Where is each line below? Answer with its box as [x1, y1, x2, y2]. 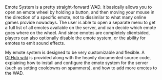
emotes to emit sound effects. [5, 40, 65, 46]
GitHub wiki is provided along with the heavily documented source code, [5, 55, 151, 60]
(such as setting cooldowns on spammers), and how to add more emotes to [5, 65, 157, 71]
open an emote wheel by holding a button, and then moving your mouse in [5, 9, 155, 15]
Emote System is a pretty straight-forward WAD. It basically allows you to [5, 4, 152, 10]
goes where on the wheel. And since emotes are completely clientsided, [5, 30, 150, 35]
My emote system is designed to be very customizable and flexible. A [5, 49, 145, 55]
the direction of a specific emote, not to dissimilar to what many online [5, 15, 146, 20]
